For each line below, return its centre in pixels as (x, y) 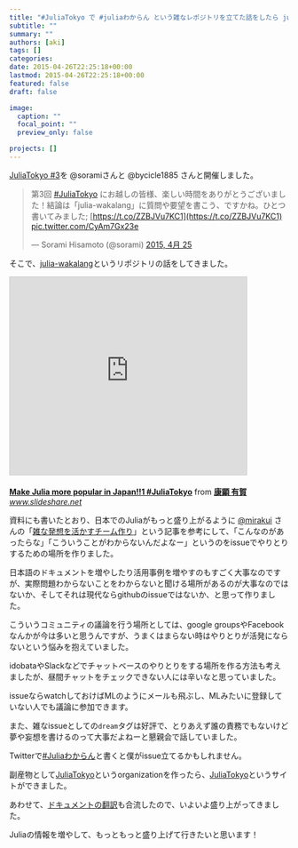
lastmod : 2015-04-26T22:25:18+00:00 (77, 76)
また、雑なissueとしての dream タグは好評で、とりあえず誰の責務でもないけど (149, 725)
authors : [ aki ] (37, 42)
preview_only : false (55, 133)
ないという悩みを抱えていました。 (71, 646)
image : (21, 108)
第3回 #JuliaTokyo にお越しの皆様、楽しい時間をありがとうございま (155, 194)
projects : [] (33, 149)
